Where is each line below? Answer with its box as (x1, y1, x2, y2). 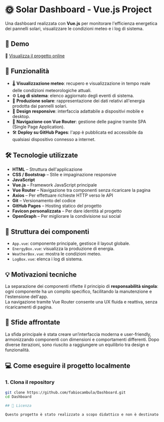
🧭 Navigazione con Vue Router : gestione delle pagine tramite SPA (12, 118, 146, 124)
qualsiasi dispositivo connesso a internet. (12, 136, 96, 142)
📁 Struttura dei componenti (5, 227, 90, 236)
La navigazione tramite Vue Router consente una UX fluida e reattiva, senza (5, 299, 158, 305)
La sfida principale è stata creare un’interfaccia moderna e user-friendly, (5, 331, 152, 337)
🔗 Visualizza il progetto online (5, 53, 65, 59)
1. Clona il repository (5, 379, 55, 386)
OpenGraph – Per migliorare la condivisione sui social (12, 213, 121, 219)
